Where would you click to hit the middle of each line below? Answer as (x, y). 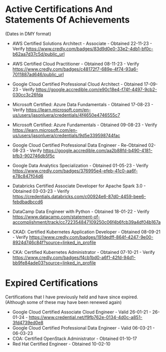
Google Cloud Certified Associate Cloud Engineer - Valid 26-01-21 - (82, 312)
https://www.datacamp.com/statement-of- (56, 217)
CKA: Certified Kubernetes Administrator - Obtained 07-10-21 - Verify (84, 252)
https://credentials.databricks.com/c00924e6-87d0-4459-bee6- (79, 196)
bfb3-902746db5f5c (34, 156)
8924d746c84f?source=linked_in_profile (54, 242)
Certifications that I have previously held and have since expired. (72, 297)
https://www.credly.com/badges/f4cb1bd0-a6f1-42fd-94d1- (74, 257)
